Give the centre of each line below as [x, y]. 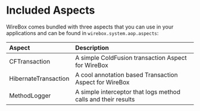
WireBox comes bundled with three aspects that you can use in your [90, 27]
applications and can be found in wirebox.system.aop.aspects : [82, 33]
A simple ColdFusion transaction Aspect [131, 58]
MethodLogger [30, 96]
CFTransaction [30, 61]
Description [92, 47]
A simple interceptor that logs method [128, 91]
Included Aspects [51, 10]
